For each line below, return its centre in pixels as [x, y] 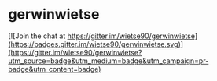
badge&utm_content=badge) [55, 69]
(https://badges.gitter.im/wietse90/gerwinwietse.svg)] [96, 44]
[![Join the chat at [37, 36]
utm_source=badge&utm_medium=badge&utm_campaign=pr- [108, 61]
